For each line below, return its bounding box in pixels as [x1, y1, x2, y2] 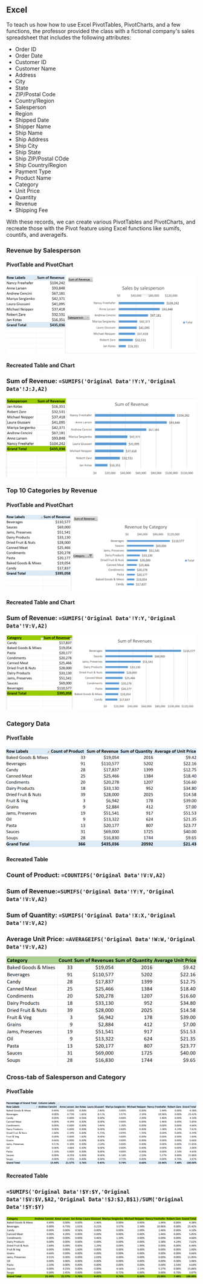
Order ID [14, 45, 37, 53]
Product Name [14, 174, 51, 181]
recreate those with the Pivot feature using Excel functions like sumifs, [6, 224, 181, 232]
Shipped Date [14, 116, 50, 124]
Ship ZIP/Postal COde [14, 154, 69, 162]
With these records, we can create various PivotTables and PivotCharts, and [6, 218, 196, 225]
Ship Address [14, 136, 49, 143]
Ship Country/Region [14, 161, 67, 168]
